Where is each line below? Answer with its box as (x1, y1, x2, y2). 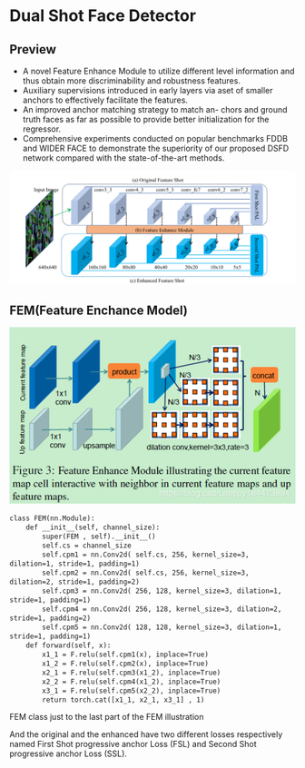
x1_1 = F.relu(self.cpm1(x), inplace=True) (42, 650, 209, 659)
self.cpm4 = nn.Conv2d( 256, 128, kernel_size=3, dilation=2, (42, 605, 282, 614)
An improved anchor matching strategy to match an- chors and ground (22, 104, 288, 114)
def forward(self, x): (25, 641, 112, 650)
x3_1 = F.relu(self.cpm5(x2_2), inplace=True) (42, 686, 221, 695)
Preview (9, 42, 57, 57)
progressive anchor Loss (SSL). (9, 748, 127, 759)
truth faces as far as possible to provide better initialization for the (22, 114, 270, 124)
